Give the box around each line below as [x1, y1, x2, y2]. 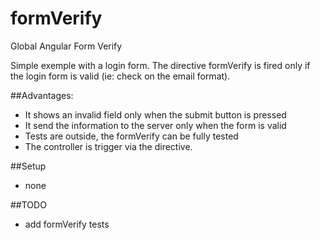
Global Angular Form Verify [10, 40, 123, 52]
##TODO [10, 198, 47, 211]
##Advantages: [10, 89, 74, 101]
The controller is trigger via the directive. [24, 140, 193, 152]
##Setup [10, 160, 47, 172]
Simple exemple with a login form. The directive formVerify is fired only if [10, 59, 311, 71]
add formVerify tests [24, 218, 110, 230]
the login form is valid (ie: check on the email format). [10, 70, 231, 82]
